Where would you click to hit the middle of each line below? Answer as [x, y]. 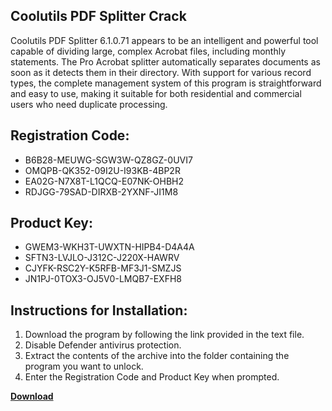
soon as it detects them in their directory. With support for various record [161, 72]
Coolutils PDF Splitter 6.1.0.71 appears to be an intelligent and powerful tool [164, 40]
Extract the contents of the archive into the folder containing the [157, 356]
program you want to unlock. [84, 366]
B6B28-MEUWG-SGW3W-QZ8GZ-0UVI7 [108, 160]
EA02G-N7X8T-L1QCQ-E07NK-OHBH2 [104, 181]
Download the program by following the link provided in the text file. [164, 335]
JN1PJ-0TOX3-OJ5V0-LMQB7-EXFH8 [103, 279]
